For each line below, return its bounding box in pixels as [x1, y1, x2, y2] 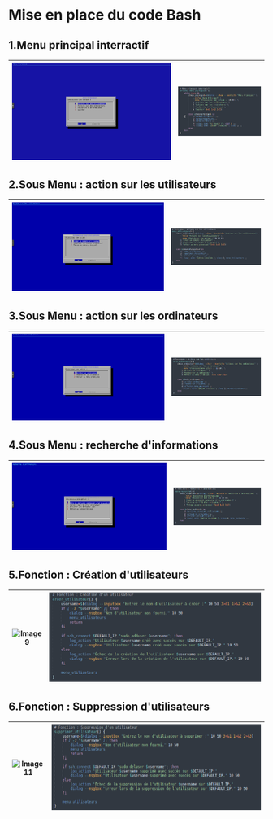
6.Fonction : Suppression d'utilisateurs [8, 699, 210, 713]
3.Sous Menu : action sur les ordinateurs [8, 309, 219, 323]
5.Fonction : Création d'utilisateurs [8, 567, 189, 581]
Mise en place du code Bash [8, 6, 201, 24]
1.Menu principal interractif [8, 38, 149, 52]
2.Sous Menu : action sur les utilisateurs [8, 177, 217, 191]
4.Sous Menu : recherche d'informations [8, 438, 219, 452]
